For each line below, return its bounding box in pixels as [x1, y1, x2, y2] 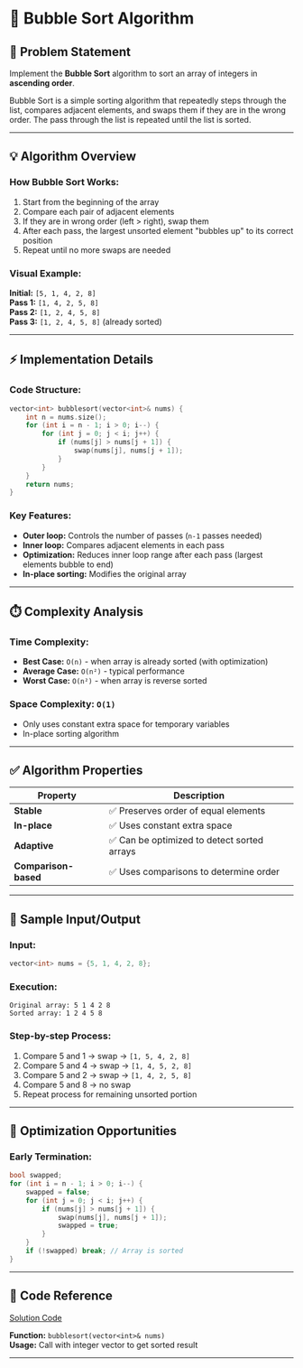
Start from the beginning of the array [22, 196, 160, 207]
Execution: [9, 980, 58, 992]
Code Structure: [9, 384, 81, 396]
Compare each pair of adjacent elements [22, 206, 175, 217]
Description [173, 789, 225, 802]
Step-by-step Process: [9, 1029, 112, 1042]
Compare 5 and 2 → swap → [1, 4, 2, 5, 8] [22, 1069, 192, 1080]
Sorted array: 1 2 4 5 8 [9, 1009, 103, 1019]
